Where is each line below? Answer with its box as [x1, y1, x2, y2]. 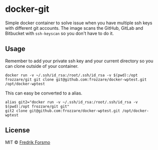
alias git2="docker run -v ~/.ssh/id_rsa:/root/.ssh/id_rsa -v [5, 100, 138, 104]
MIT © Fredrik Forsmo [5, 139, 50, 145]
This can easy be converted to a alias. [5, 90, 82, 96]
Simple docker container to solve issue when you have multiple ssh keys [5, 20, 153, 26]
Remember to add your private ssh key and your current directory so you [5, 58, 154, 64]
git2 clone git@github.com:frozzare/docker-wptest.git [5, 108, 120, 113]
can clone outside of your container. [5, 63, 79, 69]
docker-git [5, 3, 49, 15]
